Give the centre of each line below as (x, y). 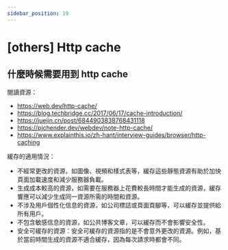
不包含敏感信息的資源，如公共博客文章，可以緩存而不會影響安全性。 (113, 222)
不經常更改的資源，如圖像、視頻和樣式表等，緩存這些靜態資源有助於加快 (119, 171)
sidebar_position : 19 (38, 13)
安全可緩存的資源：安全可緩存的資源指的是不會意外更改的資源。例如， (116, 231)
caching (28, 142)
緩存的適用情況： (31, 156)
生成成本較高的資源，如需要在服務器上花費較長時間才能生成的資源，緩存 (119, 188)
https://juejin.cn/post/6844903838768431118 (81, 120)
